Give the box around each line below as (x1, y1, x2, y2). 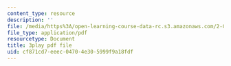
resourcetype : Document (7, 36, 76, 43)
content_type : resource (7, 10, 76, 17)
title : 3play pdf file (7, 42, 72, 49)
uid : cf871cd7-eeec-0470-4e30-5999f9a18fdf (7, 49, 134, 56)
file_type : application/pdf (7, 29, 88, 36)
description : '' (7, 16, 54, 23)
